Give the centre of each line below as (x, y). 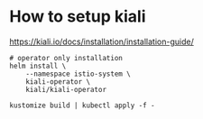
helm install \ (38, 66)
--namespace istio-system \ (78, 74)
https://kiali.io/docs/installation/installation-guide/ (101, 41)
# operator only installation (66, 58)
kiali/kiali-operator (66, 89)
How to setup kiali (78, 17)
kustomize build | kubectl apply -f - (82, 105)
